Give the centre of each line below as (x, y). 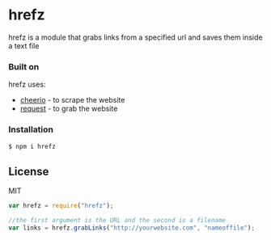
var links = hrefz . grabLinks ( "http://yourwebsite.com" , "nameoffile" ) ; (131, 228)
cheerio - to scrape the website (72, 100)
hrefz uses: (27, 84)
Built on (24, 66)
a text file (24, 45)
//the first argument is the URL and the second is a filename (117, 221)
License (29, 171)
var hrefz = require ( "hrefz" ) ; (61, 206)
